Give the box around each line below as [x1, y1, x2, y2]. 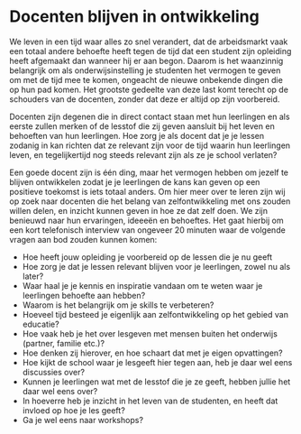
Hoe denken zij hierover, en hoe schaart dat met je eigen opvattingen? [22, 347, 283, 358]
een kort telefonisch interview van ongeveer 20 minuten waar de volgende [9, 224, 286, 235]
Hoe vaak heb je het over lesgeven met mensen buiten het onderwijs [22, 328, 278, 339]
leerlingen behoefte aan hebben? [22, 290, 146, 300]
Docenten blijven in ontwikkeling [9, 6, 260, 27]
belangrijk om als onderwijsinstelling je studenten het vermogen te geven [9, 65, 281, 76]
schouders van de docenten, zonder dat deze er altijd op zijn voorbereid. [9, 93, 280, 105]
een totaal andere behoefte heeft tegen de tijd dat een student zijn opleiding [9, 45, 292, 56]
